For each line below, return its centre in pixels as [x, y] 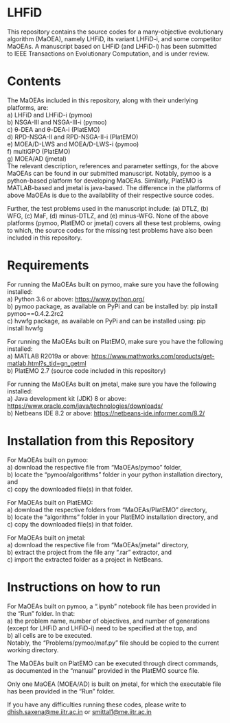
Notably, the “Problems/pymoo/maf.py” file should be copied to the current [113, 643]
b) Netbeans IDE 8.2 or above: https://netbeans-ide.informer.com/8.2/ [106, 413]
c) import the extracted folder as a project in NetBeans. [85, 559]
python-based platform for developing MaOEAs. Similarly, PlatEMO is [105, 181]
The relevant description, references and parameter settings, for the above [113, 165]
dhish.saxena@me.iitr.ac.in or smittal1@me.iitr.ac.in [80, 711]
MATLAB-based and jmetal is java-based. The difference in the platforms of [114, 187]
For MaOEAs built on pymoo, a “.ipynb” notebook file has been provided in [112, 606]
